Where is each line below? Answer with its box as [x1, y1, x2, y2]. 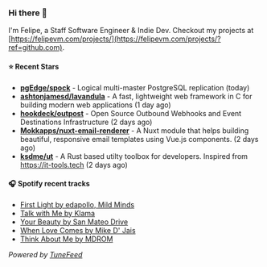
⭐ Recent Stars [8, 61, 60, 71]
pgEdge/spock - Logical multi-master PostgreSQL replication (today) [19, 82, 250, 92]
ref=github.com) [8, 43, 63, 52]
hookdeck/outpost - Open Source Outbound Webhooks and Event [19, 108, 242, 118]
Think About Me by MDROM [19, 234, 113, 244]
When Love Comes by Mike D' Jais [19, 225, 136, 235]
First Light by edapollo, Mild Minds [19, 199, 135, 209]
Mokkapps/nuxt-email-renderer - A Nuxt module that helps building [19, 125, 249, 136]
